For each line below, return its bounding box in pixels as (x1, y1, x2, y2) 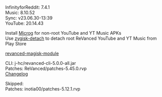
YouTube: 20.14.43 (5, 20, 44, 26)
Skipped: (5, 80, 24, 86)
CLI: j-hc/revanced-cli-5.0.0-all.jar (5, 60, 76, 66)
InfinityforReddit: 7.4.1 (5, 5, 50, 10)
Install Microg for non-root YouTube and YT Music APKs (5, 30, 122, 36)
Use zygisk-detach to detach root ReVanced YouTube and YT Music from (5, 35, 157, 41)
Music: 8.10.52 (5, 10, 35, 16)
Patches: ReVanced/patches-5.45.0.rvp (5, 65, 87, 71)
